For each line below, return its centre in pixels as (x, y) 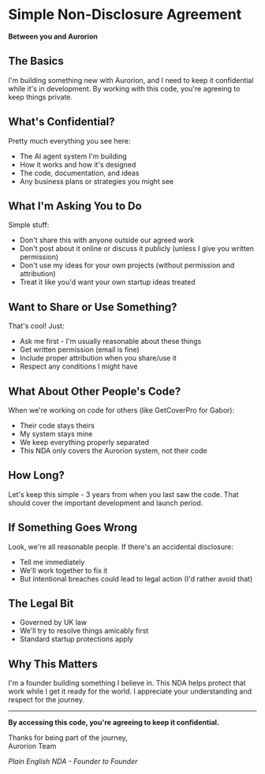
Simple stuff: (29, 225)
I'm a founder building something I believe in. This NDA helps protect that (127, 683)
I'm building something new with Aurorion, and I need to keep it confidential (131, 80)
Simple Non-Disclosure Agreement (125, 15)
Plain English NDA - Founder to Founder (73, 761)
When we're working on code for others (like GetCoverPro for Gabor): (121, 410)
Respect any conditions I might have (78, 366)
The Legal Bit (41, 604)
